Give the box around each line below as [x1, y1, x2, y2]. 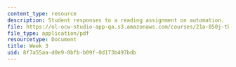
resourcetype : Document [7, 36, 77, 43]
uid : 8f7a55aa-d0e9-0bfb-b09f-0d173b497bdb [7, 50, 137, 57]
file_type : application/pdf [7, 29, 90, 37]
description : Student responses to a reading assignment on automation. [7, 17, 225, 24]
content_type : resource [7, 10, 77, 17]
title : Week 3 [7, 43, 49, 50]
